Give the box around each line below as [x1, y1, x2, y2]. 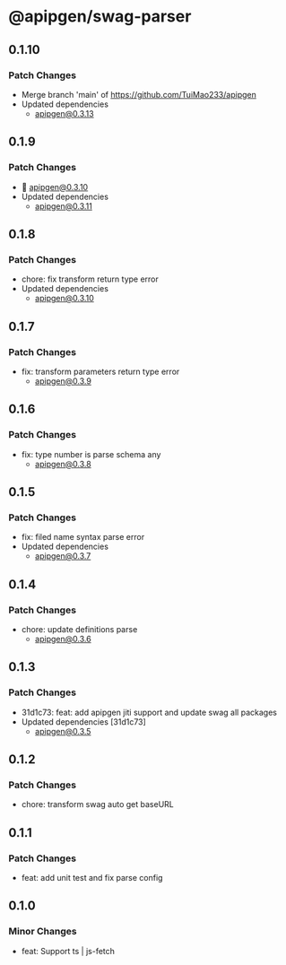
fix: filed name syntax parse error [21, 532, 145, 543]
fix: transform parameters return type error [21, 366, 180, 377]
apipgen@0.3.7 [34, 551, 91, 561]
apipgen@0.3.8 [34, 458, 91, 469]
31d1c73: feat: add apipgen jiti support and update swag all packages [21, 707, 277, 717]
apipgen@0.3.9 [34, 375, 91, 387]
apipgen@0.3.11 [34, 200, 93, 212]
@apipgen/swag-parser [8, 6, 192, 27]
